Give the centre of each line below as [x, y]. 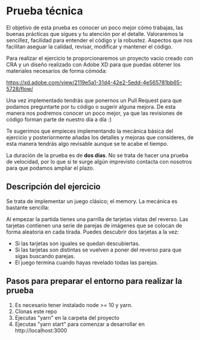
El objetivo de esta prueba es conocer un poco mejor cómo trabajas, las [95, 27]
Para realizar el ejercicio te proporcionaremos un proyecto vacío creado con [100, 58]
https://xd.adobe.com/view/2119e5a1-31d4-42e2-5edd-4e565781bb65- [94, 82]
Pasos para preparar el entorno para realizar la [94, 281]
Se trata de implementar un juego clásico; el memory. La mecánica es [92, 201]
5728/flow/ [20, 88]
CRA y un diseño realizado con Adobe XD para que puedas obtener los [93, 65]
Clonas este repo [36, 311]
